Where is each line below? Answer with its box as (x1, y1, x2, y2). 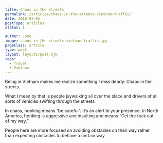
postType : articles (5, 20, 45, 26)
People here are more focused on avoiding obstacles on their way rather (5, 127, 150, 133)
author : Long (5, 34, 32, 39)
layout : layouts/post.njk (5, 52, 57, 57)
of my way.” (5, 118, 29, 124)
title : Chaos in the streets (5, 7, 64, 12)
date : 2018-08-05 (5, 16, 40, 21)
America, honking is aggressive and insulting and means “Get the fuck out (5, 113, 154, 119)
